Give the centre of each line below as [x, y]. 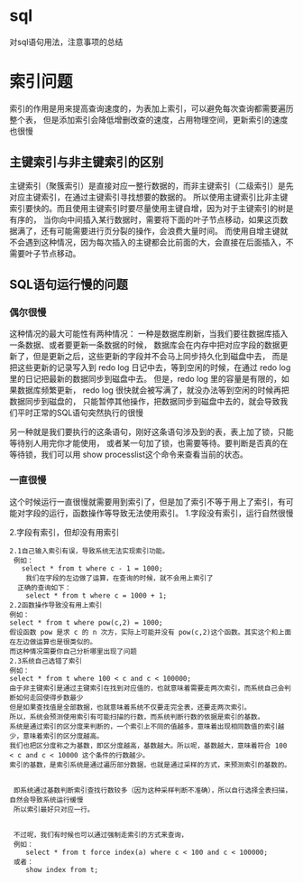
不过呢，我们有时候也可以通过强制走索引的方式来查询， [101, 835]
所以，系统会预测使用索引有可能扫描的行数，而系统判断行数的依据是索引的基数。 [137, 717]
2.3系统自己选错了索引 [46, 661]
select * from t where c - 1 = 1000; [92, 568]
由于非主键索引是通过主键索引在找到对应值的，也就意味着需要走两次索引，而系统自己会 [147, 688]
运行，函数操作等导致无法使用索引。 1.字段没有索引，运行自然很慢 [171, 513]
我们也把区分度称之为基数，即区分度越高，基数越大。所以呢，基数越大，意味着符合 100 [148, 746]
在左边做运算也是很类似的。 [53, 642]
